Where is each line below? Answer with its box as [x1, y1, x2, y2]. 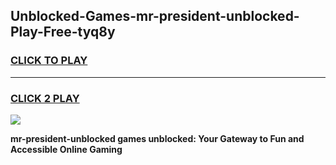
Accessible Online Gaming [10, 143, 123, 155]
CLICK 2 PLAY [10, 91, 80, 105]
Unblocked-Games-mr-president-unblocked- [10, 8, 300, 25]
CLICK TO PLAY [10, 54, 88, 68]
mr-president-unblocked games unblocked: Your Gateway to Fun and [10, 132, 305, 144]
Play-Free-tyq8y [10, 24, 116, 41]
